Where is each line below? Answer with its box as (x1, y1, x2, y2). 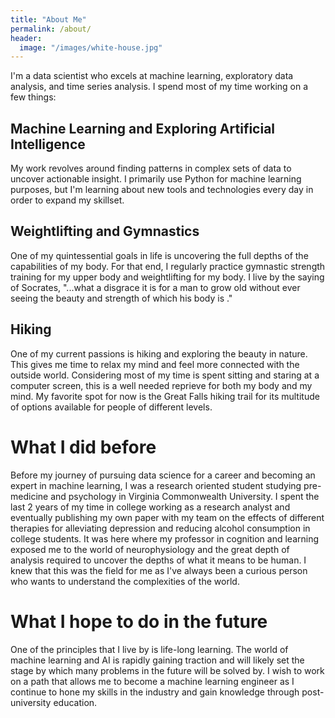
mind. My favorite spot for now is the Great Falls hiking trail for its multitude (10, 390, 320, 402)
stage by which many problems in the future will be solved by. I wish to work (10, 664, 325, 676)
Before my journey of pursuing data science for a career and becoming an (10, 469, 316, 481)
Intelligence (10, 136, 86, 153)
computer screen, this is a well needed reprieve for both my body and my (10, 379, 313, 391)
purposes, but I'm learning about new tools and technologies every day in (10, 184, 314, 196)
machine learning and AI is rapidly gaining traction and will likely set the (10, 654, 305, 666)
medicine (10, 490, 49, 502)
